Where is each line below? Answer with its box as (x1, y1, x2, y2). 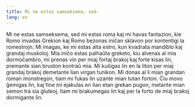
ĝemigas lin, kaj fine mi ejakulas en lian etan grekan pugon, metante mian (6, 81, 185, 88)
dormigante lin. (6, 93, 43, 101)
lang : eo (6, 14, 28, 20)
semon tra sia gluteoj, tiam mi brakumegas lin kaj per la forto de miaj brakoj (6, 87, 190, 95)
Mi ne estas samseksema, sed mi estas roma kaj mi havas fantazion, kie (6, 30, 182, 37)
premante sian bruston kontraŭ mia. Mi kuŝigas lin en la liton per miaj (6, 62, 174, 69)
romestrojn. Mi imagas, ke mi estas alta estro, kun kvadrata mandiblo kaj (6, 43, 183, 51)
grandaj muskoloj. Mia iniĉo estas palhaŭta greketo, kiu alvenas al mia (6, 49, 177, 56)
